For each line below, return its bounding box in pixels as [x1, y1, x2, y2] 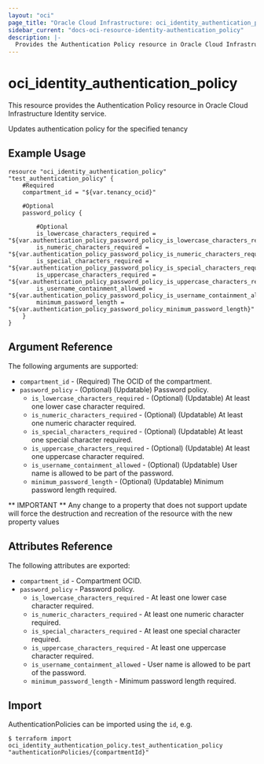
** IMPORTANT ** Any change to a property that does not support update [8, 500, 247, 509]
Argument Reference [8, 340, 113, 354]
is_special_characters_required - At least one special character [31, 626, 241, 635]
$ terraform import [8, 735, 72, 743]
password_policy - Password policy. [19, 584, 135, 593]
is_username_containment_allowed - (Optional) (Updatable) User [31, 460, 238, 469]
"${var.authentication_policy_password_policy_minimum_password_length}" [8, 305, 255, 313]
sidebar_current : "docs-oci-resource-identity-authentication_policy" [8, 26, 244, 34]
